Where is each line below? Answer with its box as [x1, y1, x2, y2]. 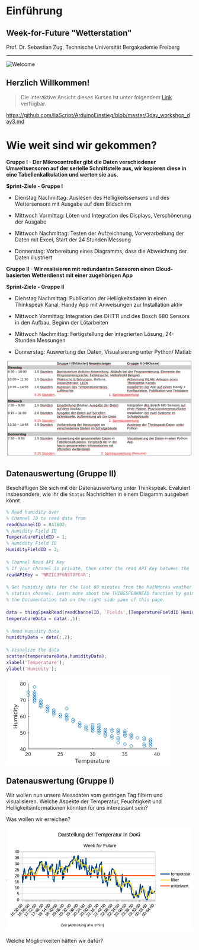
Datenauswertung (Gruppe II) [6, 468, 117, 479]
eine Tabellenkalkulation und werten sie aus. [6, 171, 118, 178]
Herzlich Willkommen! [6, 78, 90, 88]
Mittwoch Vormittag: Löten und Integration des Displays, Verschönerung [14, 212, 191, 219]
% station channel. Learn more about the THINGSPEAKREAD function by [6, 590, 182, 597]
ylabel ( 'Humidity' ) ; [6, 666, 57, 672]
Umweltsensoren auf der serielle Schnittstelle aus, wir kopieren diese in [6, 165, 187, 172]
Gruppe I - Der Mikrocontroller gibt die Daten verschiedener [6, 158, 156, 165]
